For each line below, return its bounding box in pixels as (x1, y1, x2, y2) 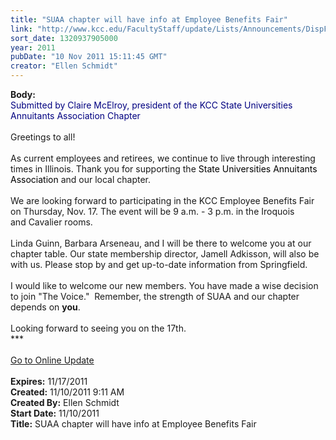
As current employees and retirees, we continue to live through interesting (10, 152, 316, 164)
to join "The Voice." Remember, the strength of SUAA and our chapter (10, 291, 300, 302)
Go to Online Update (10, 354, 95, 366)
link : (10, 24, 33, 34)
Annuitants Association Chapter (10, 110, 141, 121)
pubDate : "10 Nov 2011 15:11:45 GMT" (10, 52, 168, 62)
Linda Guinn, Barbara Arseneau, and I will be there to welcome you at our (10, 237, 312, 249)
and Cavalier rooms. (10, 216, 93, 228)
